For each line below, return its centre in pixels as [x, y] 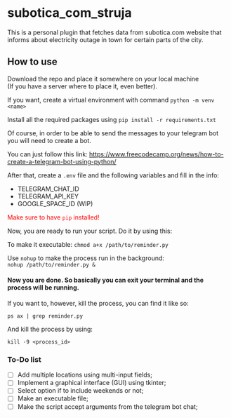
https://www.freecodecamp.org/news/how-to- [156, 154]
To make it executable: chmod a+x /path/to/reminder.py [88, 244]
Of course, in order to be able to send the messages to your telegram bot [113, 133]
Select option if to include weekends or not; [80, 391]
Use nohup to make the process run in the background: [86, 258]
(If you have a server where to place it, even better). [82, 86]
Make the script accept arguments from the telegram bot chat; [107, 406]
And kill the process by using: [50, 329]
